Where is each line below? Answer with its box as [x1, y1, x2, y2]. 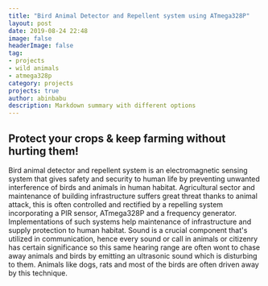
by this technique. [8, 267, 68, 278]
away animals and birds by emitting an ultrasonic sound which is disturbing [8, 251, 258, 260]
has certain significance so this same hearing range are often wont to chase [8, 242, 260, 252]
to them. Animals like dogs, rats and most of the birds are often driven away [8, 259, 259, 269]
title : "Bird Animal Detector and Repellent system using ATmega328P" [8, 11, 250, 20]
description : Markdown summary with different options [8, 102, 196, 110]
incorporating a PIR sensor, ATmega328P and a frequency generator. [8, 208, 237, 218]
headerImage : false [8, 42, 74, 50]
